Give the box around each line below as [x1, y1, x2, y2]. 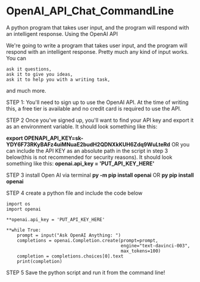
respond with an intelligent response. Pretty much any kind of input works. [6, 48, 189, 55]
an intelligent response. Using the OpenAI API [6, 30, 118, 37]
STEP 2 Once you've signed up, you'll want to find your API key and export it [6, 117, 194, 124]
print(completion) [17, 258, 62, 264]
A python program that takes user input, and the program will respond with [6, 24, 189, 31]
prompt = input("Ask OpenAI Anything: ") [17, 232, 121, 238]
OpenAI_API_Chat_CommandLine [6, 4, 174, 18]
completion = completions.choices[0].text [17, 253, 124, 259]
